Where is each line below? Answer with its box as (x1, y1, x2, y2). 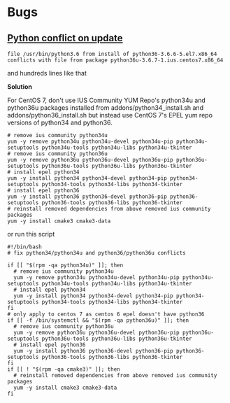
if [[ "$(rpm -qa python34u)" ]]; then (7, 262, 124, 269)
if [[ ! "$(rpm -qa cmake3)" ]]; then (7, 366, 120, 373)
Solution (7, 83, 33, 91)
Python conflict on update (7, 32, 124, 44)
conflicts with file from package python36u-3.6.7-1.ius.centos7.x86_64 (7, 57, 224, 64)
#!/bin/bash (7, 243, 42, 250)
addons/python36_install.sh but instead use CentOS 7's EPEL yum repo (7, 111, 213, 119)
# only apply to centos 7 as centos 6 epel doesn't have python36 (7, 311, 205, 318)
